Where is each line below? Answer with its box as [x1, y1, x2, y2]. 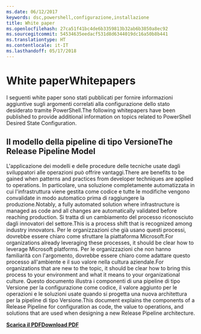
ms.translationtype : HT [6, 37, 66, 43]
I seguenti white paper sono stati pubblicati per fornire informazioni [6, 94, 173, 101]
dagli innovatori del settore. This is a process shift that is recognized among [6, 220, 193, 227]
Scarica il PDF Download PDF [6, 321, 79, 328]
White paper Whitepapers [6, 73, 136, 87]
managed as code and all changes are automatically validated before [6, 207, 178, 214]
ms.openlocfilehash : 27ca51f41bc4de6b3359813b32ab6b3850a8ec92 [6, 25, 169, 32]
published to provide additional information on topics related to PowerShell [6, 113, 191, 120]
